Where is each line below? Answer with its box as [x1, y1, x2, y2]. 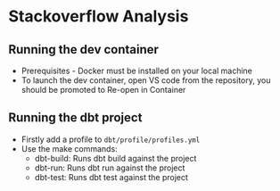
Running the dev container [8, 42, 160, 57]
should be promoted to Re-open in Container [21, 85, 186, 95]
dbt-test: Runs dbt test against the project [34, 171, 189, 182]
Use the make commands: [21, 143, 118, 154]
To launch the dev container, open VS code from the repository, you [21, 75, 271, 86]
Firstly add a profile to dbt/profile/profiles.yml [21, 134, 201, 145]
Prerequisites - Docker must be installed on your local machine [21, 65, 253, 76]
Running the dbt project [8, 110, 143, 126]
